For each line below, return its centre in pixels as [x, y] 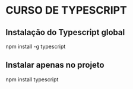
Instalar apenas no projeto [55, 65]
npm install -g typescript [36, 46]
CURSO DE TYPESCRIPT [66, 10]
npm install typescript [32, 79]
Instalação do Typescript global [65, 32]
